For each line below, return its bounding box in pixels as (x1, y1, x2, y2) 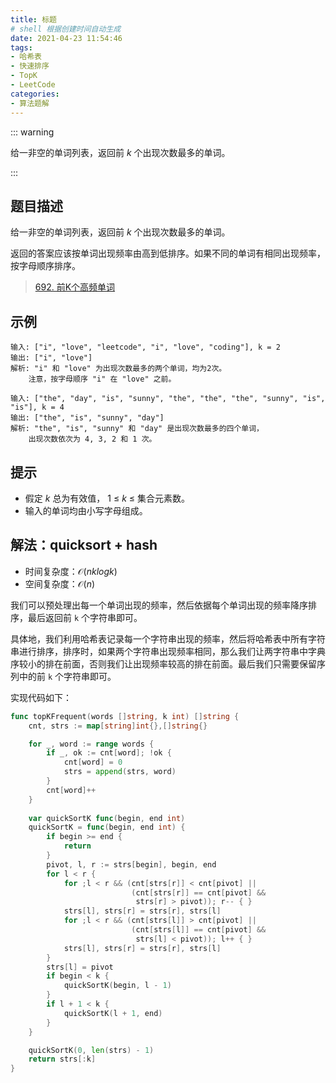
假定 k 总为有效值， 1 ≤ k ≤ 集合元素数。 (24, 492, 190, 504)
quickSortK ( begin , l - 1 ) (63, 981, 172, 991)
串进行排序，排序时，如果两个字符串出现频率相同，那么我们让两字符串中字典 (10, 645, 326, 657)
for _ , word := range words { (28, 739, 155, 749)
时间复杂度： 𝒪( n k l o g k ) (24, 565, 118, 577)
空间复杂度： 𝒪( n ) (24, 577, 96, 590)
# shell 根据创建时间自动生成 (10, 24, 122, 34)
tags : (10, 42, 33, 53)
